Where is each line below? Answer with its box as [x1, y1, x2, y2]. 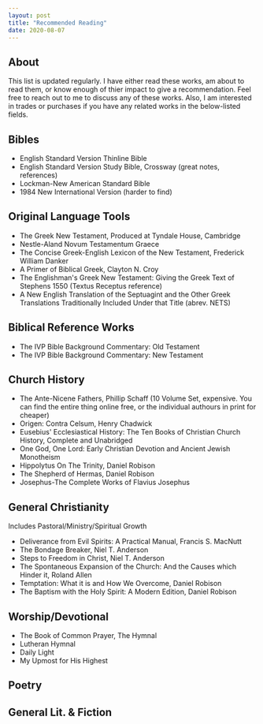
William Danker [19, 256, 69, 265]
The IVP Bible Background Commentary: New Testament [19, 350, 204, 360]
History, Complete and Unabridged [19, 435, 133, 446]
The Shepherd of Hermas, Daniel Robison [19, 469, 155, 479]
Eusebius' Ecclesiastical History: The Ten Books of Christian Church [19, 427, 241, 437]
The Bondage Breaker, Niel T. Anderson [19, 545, 149, 554]
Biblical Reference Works [8, 321, 135, 334]
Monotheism [19, 453, 61, 462]
